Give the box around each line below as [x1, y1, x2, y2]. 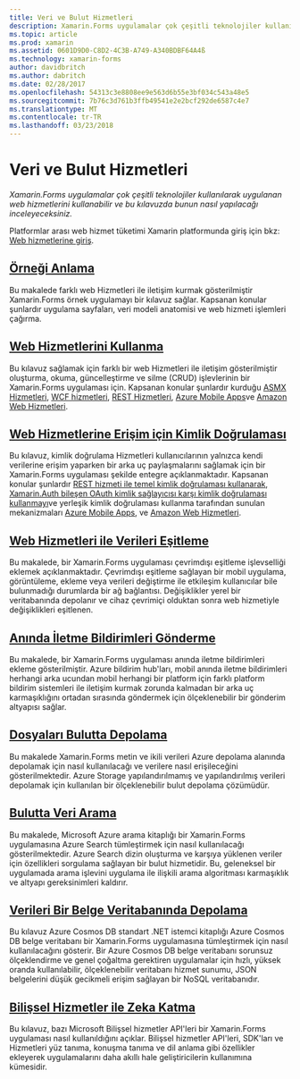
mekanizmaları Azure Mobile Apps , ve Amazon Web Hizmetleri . [9, 507, 242, 518]
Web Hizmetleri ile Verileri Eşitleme [9, 533, 210, 548]
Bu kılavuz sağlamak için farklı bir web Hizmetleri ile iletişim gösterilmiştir [9, 363, 278, 374]
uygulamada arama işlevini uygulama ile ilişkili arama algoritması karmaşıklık [9, 867, 289, 878]
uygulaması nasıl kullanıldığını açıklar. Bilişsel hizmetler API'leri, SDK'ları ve [9, 1033, 284, 1044]
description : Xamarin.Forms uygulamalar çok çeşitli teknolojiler [9, 21, 262, 30]
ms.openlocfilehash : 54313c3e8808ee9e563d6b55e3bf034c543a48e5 [9, 88, 250, 97]
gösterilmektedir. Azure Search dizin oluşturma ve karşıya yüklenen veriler [9, 848, 283, 859]
